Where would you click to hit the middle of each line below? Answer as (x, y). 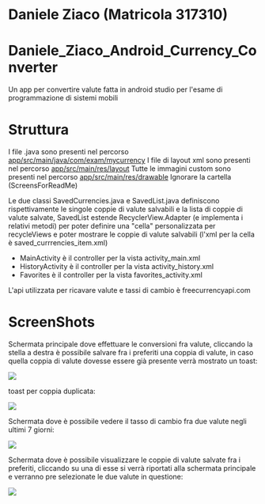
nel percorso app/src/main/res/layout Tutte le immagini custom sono (120, 169)
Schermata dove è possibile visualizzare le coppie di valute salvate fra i (125, 460)
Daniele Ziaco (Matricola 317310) (118, 15)
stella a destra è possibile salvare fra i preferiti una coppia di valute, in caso (131, 352)
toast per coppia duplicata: (52, 391)
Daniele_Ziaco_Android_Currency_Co (132, 51)
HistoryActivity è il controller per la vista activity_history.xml (117, 267)
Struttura (39, 130)
